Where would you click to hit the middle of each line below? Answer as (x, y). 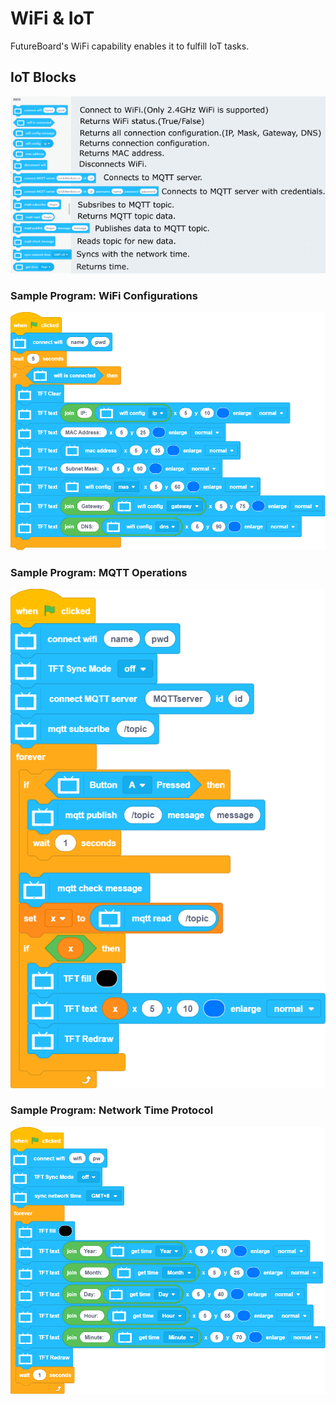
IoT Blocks (43, 77)
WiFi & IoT (52, 18)
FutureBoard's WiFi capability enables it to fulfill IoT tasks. (130, 46)
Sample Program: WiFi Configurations (104, 295)
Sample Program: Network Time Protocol (112, 1110)
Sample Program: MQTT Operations (99, 573)
